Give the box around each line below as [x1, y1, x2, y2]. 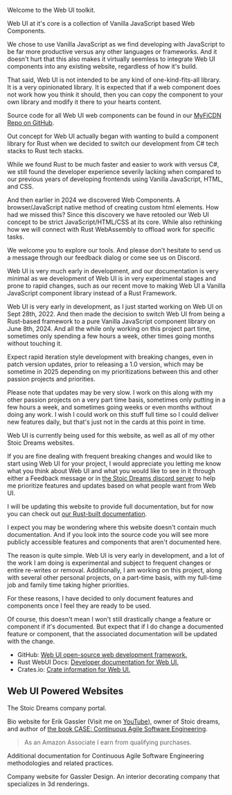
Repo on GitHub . [7, 119, 55, 127]
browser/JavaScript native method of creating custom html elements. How [7, 203, 220, 211]
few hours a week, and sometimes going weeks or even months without [7, 403, 213, 411]
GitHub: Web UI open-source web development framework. [17, 651, 188, 658]
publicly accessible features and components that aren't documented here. [7, 538, 222, 546]
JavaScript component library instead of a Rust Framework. [7, 289, 177, 297]
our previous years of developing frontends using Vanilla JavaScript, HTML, [7, 175, 224, 183]
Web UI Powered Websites [7, 685, 124, 697]
